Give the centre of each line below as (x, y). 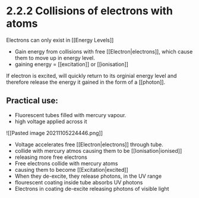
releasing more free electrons (51, 157)
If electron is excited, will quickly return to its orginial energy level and (91, 76)
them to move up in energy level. (55, 58)
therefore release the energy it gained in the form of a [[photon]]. (86, 82)
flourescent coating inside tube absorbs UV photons (79, 182)
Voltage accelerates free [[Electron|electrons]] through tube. (89, 144)
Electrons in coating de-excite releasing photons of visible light (92, 188)
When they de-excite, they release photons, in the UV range (88, 176)
